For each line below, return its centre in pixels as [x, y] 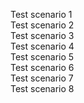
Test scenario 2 [42, 25]
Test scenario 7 [42, 78]
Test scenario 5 [42, 57]
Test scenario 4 [42, 46]
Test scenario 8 [42, 88]
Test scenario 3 [42, 35]
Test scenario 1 [41, 14]
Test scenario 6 [42, 67]
